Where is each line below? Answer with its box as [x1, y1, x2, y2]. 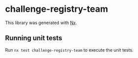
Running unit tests [5, 34, 62, 42]
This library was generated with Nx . [5, 20, 77, 26]
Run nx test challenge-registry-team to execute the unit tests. [5, 47, 134, 53]
